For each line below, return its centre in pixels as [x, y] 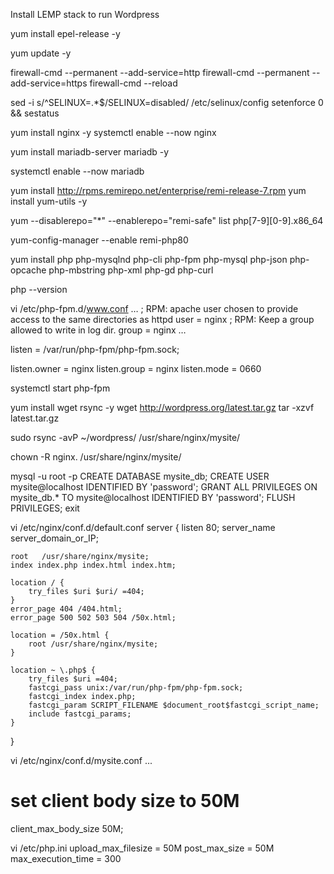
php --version [39, 289]
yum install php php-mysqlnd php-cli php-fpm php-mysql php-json [149, 259]
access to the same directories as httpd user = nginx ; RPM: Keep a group [162, 319]
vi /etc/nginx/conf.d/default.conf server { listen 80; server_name [143, 527]
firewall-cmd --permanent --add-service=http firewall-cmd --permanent [160, 72]
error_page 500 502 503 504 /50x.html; [93, 618]
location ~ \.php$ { [53, 670]
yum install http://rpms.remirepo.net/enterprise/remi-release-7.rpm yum [158, 190]
